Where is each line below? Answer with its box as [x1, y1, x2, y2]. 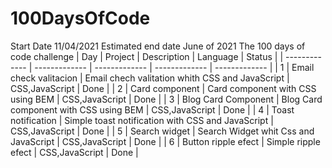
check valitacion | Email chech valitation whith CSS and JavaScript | [10, 72, 290, 84]
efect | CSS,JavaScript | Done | [10, 146, 139, 158]
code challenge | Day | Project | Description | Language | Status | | [10, 50, 284, 62]
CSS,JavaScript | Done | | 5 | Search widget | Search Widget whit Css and [10, 125, 315, 137]
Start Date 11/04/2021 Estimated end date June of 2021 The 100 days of [10, 40, 306, 52]
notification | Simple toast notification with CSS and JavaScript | [10, 114, 274, 126]
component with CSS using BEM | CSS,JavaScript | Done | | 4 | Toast [10, 103, 295, 116]
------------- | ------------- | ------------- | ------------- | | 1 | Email [34, 61, 315, 73]
